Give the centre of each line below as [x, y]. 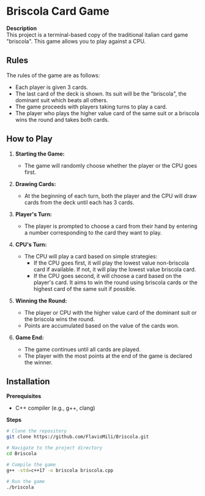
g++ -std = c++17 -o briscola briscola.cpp [60, 470]
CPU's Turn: [31, 244]
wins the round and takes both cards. [62, 119]
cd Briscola [21, 454]
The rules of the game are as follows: [53, 75]
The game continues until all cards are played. [82, 349]
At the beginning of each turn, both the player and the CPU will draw [110, 196]
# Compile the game [31, 464]
